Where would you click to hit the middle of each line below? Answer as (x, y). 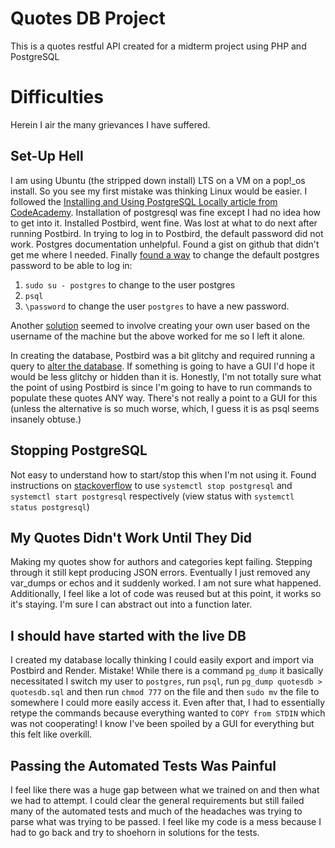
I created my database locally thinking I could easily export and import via (162, 660)
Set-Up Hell (47, 156)
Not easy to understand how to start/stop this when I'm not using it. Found (163, 474)
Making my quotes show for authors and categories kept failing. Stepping (161, 562)
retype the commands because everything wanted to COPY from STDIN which (168, 713)
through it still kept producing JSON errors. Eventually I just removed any (160, 573)
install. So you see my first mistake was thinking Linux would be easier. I (159, 191)
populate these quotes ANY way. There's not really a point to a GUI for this (164, 398)
